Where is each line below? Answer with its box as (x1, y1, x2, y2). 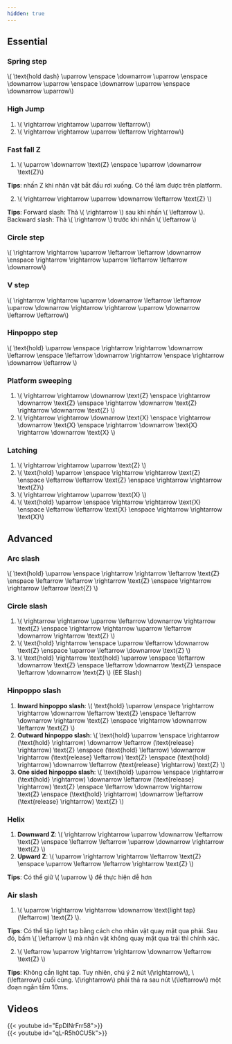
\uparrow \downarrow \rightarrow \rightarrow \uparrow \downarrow (7, 303, 201, 312)
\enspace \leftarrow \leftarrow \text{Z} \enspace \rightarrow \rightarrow (17, 476, 222, 485)
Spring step (7, 56, 47, 66)
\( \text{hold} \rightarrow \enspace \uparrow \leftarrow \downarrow (17, 639, 210, 647)
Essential (7, 36, 48, 48)
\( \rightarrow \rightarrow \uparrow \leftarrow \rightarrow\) (17, 127, 184, 136)
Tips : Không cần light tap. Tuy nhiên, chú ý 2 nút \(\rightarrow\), (7, 969, 190, 977)
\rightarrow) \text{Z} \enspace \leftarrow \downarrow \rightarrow (17, 782, 203, 791)
